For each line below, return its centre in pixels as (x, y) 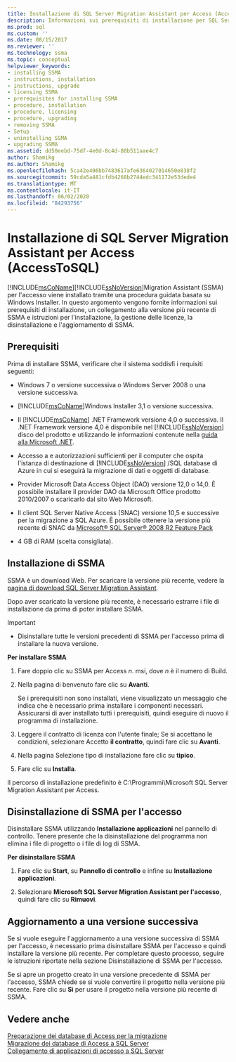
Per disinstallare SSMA (41, 857)
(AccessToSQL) (53, 268)
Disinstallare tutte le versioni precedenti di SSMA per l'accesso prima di (121, 636)
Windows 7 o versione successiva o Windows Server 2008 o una (111, 384)
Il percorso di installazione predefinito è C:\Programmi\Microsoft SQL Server (118, 782)
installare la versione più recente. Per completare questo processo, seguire (116, 954)
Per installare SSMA (37, 657)
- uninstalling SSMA (38, 138)
